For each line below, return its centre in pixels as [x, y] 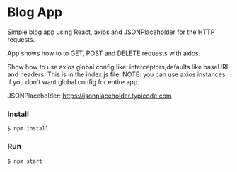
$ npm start [25, 161]
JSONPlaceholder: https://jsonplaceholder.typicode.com [89, 96]
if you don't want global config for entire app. [73, 81]
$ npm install [28, 129]
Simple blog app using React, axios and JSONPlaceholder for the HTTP [111, 32]
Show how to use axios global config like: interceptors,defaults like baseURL [118, 67]
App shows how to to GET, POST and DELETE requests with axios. [104, 53]
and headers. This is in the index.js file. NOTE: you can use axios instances [116, 74]
